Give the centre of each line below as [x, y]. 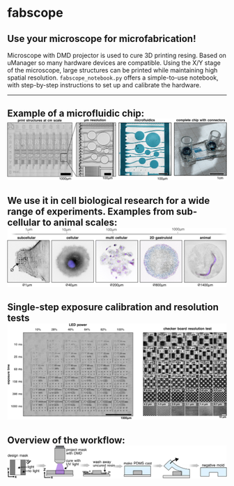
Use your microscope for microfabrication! [102, 39]
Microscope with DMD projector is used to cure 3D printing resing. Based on [117, 55]
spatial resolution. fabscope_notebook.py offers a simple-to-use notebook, [113, 78]
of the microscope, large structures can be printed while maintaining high [112, 70]
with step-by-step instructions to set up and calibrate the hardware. [104, 85]
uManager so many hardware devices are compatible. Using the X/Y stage [114, 63]
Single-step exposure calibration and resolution [113, 308]
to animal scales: [80, 222]
